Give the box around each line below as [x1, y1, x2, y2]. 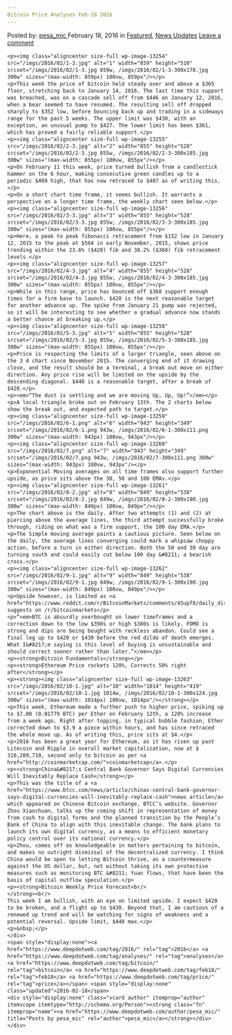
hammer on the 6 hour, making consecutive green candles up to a [7, 170, 199, 177]
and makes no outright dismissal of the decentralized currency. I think [7, 849, 224, 856]
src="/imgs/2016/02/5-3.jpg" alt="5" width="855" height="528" [7, 330, 193, 336]
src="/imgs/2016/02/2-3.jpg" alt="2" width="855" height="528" [7, 143, 193, 150]
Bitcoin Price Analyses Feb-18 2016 [7, 11, 113, 18]
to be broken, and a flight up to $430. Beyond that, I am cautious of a [7, 904, 224, 911]
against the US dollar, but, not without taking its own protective [7, 863, 209, 870]
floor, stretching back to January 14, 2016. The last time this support [7, 87, 224, 94]
